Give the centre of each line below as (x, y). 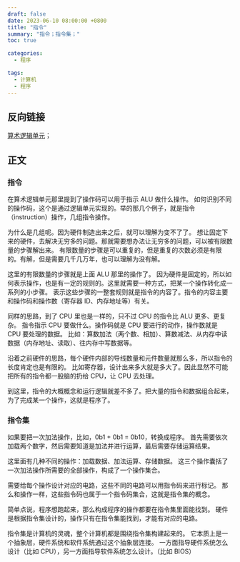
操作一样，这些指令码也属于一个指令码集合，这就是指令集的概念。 (117, 494)
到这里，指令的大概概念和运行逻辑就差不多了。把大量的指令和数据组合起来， (120, 391)
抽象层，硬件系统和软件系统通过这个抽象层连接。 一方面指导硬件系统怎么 (121, 543)
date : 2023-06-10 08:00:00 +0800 (57, 21)
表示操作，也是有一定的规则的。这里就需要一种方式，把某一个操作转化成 (120, 283)
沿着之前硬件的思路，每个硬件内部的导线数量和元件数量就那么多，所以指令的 (120, 358)
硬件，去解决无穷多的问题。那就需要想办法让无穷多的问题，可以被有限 (123, 241)
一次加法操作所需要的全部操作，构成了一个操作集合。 (86, 470)
